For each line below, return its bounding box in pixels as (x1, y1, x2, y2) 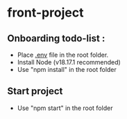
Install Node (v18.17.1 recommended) (17, 58, 121, 66)
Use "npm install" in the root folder (17, 66, 117, 73)
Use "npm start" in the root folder (17, 104, 113, 112)
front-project (7, 5, 84, 21)
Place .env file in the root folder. (17, 51, 109, 59)
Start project (7, 85, 63, 98)
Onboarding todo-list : (7, 33, 105, 44)
